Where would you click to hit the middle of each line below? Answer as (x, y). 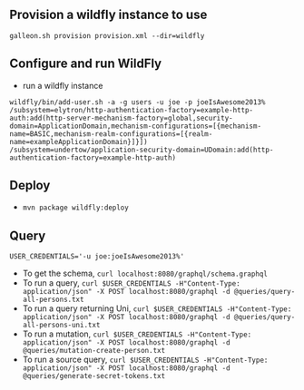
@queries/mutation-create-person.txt (94, 351)
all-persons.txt (53, 300)
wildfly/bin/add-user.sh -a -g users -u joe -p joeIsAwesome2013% (137, 102)
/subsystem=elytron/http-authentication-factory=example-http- (132, 110)
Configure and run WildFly (86, 64)
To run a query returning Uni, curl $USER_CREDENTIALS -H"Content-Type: (157, 308)
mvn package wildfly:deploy (75, 208)
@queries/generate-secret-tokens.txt (94, 376)
